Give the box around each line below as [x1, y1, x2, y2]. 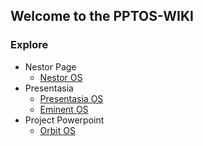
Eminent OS [39, 103, 89, 115]
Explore [10, 38, 49, 52]
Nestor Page [24, 60, 77, 73]
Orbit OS [39, 124, 76, 136]
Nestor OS [39, 71, 83, 83]
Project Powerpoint [24, 114, 105, 126]
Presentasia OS [39, 92, 104, 104]
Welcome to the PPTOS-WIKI [10, 8, 194, 25]
